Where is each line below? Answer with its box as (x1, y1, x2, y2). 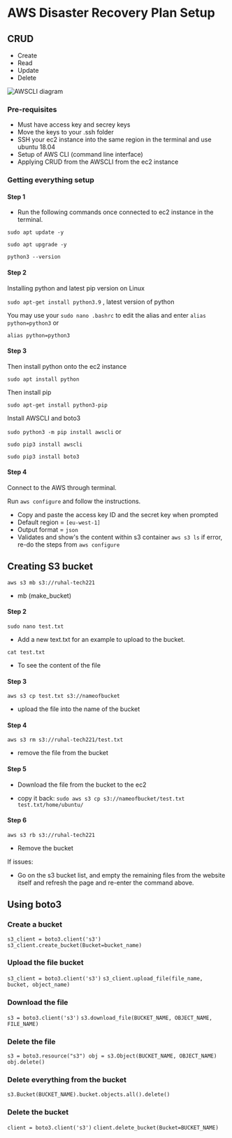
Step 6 (7, 816, 27, 824)
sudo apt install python (7, 376, 80, 383)
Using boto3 (7, 899, 62, 911)
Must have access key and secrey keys (17, 120, 131, 129)
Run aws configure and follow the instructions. (7, 497, 141, 505)
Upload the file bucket (7, 957, 84, 967)
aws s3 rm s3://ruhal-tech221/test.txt (7, 736, 124, 743)
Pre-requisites (7, 104, 57, 114)
